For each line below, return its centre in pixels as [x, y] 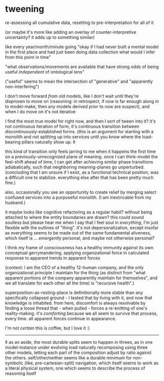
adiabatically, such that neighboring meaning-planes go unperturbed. [75, 167]
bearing [13, 142]
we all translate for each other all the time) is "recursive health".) [70, 283]
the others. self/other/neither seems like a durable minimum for [68, 357]
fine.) [10, 183]
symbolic [14, 363]
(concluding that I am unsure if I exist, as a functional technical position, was [82, 172]
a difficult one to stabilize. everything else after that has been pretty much [79, 177]
